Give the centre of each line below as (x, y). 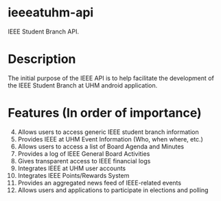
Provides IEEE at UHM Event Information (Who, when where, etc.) (110, 139)
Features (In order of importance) (105, 113)
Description (42, 59)
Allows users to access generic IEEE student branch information (108, 132)
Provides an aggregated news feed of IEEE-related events (99, 183)
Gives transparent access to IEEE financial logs (84, 161)
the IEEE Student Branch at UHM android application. (83, 85)
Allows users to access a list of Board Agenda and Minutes (101, 146)
